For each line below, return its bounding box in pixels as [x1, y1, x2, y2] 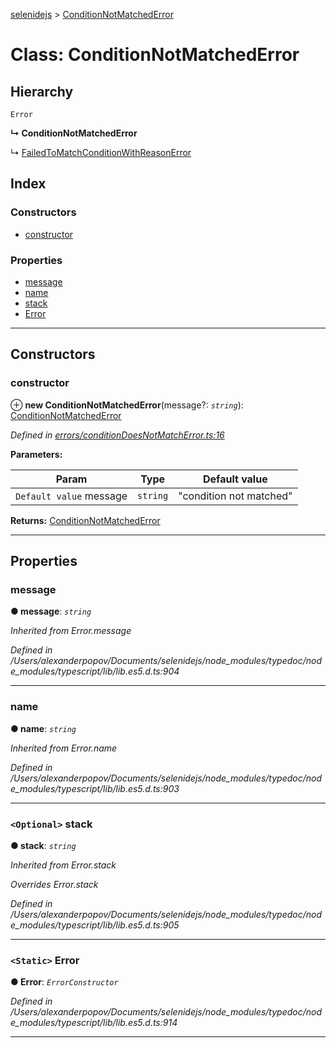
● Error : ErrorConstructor [10, 976, 119, 988]
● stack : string [10, 839, 77, 851]
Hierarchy [10, 83, 74, 100]
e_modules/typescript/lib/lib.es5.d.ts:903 [10, 782, 180, 794]
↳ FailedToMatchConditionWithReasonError [10, 147, 192, 158]
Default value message [15, 489, 128, 503]
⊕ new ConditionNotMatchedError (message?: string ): [10, 399, 244, 411]
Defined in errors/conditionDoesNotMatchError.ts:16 [10, 429, 225, 441]
